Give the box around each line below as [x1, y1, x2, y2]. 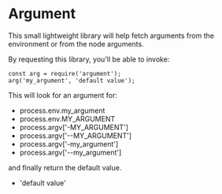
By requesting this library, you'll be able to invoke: [8, 54, 170, 64]
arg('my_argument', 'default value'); [8, 76, 135, 84]
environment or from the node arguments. [8, 39, 144, 48]
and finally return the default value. [8, 162, 122, 172]
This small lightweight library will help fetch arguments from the [8, 31, 215, 40]
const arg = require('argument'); [8, 69, 122, 77]
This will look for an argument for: [8, 90, 118, 99]
